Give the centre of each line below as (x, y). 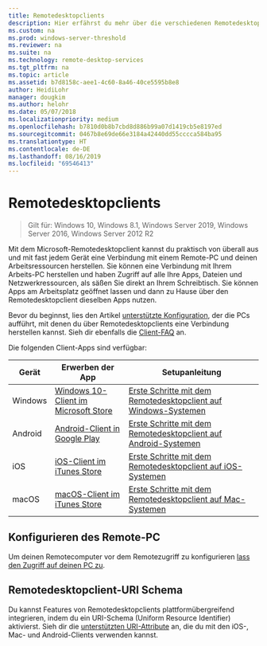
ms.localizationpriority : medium (64, 119)
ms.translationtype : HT (48, 141)
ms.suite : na (30, 53)
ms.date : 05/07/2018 (43, 112)
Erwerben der (87, 367)
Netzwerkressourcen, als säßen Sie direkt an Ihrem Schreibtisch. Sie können (133, 283)
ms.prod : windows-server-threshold (67, 38)
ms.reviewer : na (35, 45)
